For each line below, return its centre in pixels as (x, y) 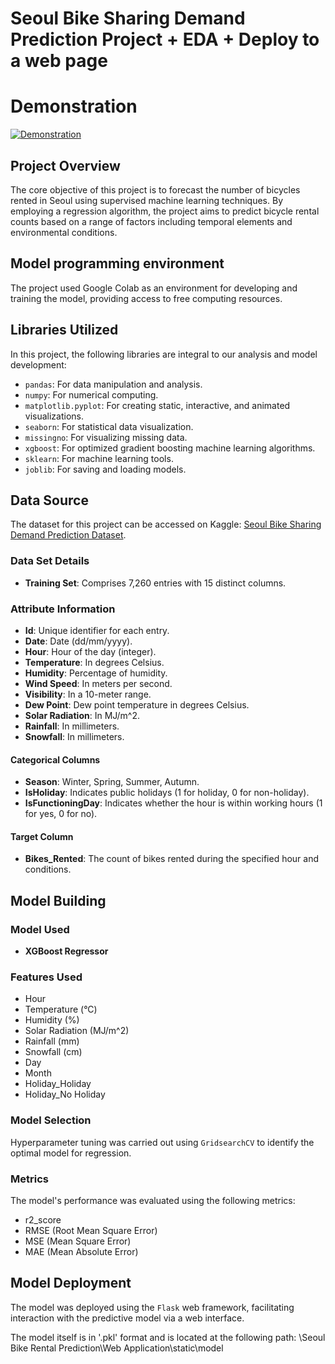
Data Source (49, 500)
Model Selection (51, 1120)
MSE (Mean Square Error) (78, 1241)
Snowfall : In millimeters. (74, 736)
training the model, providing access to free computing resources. (146, 298)
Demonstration (74, 106)
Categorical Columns (55, 759)
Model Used (40, 929)
